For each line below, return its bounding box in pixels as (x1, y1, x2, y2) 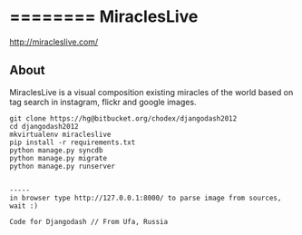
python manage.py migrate (9, 153, 107, 162)
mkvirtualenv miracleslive (9, 130, 112, 139)
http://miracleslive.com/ (9, 36, 99, 47)
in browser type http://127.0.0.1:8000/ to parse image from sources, (9, 193, 282, 202)
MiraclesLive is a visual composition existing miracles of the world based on (9, 86, 294, 97)
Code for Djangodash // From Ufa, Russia (9, 217, 169, 226)
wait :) (9, 201, 39, 211)
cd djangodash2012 (9, 122, 79, 131)
